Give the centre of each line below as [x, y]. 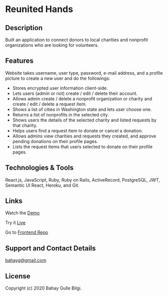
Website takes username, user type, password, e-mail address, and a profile [84, 73]
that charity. [25, 125]
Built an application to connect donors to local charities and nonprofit [77, 40]
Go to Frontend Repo [27, 232]
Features [19, 61]
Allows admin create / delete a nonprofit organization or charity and [82, 98]
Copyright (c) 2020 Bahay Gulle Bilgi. [43, 288]
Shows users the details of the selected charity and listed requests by [85, 120]
